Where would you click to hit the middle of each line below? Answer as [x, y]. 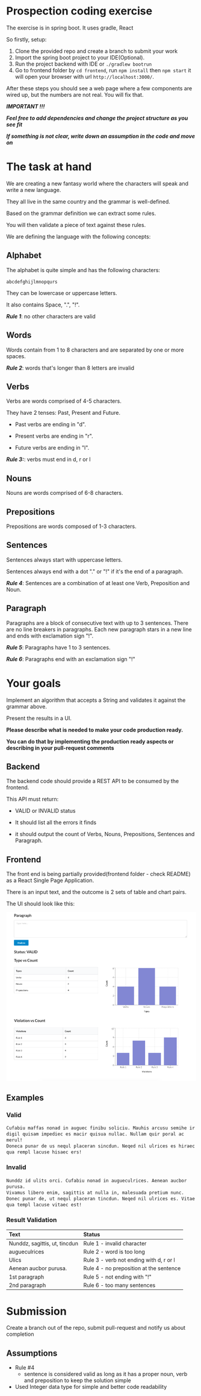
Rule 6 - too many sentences [119, 1285]
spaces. [16, 356]
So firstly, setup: [26, 39]
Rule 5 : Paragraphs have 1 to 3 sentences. [58, 647]
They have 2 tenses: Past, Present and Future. [63, 413]
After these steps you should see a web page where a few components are [99, 88]
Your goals [34, 683]
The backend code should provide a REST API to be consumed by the [93, 781]
